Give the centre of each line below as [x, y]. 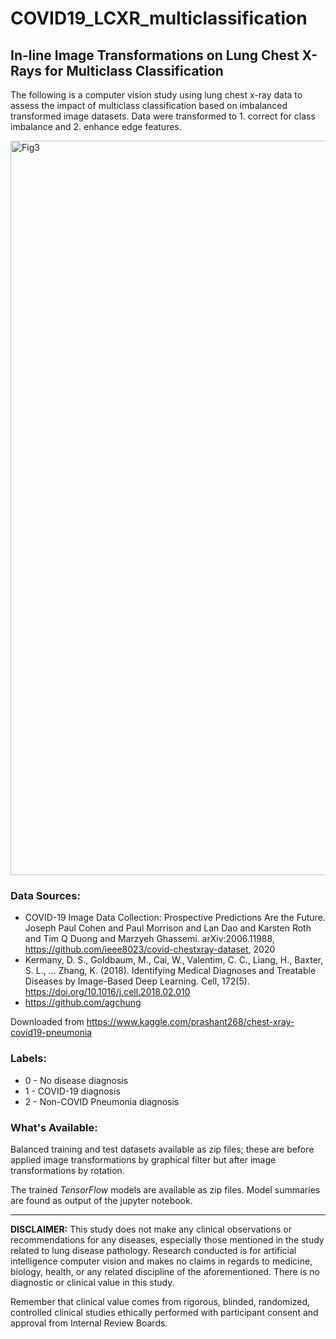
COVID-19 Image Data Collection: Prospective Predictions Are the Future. [175, 918]
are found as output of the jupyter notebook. [101, 1200]
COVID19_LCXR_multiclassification [159, 18]
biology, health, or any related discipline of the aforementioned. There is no [165, 1271]
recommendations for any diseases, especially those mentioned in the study [167, 1239]
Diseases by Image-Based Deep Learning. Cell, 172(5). [137, 981]
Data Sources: [45, 895]
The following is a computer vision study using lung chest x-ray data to [156, 95]
